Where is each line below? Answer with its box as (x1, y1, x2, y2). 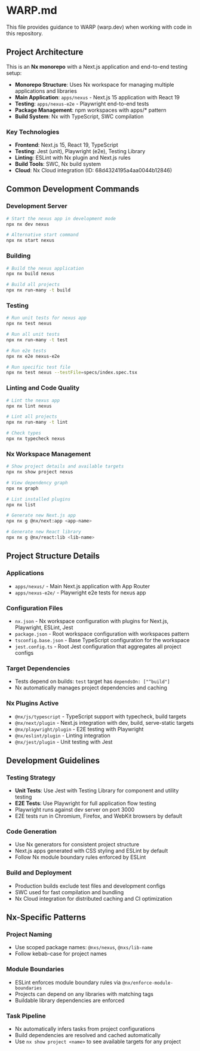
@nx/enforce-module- (122, 980, 174, 986)
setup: (6, 69, 22, 77)
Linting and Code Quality (6, 384, 80, 392)
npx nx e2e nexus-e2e (6, 353, 60, 359)
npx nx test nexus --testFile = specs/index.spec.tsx (6, 369, 137, 376)
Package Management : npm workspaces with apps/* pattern (14, 106, 167, 114)
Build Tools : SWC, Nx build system (14, 160, 101, 168)
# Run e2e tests (6, 348, 47, 354)
